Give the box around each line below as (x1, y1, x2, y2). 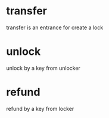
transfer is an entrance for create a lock (6, 24, 104, 31)
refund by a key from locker (6, 105, 74, 112)
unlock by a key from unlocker (6, 64, 80, 72)
